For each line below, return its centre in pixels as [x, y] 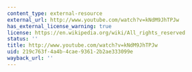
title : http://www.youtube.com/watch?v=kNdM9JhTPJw [82, 45]
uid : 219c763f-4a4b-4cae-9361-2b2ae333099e [70, 52]
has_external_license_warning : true [59, 26]
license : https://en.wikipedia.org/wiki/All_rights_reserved [96, 33]
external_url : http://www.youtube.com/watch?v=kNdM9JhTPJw [93, 20]
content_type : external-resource [55, 13]
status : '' [23, 39]
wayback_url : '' [30, 58]
